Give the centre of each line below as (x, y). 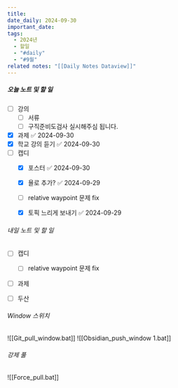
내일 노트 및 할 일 (30, 230)
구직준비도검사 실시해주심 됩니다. (73, 126)
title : (17, 14)
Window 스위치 (29, 316)
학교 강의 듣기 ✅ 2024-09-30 (59, 144)
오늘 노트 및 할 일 (30, 89)
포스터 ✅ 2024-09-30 (59, 168)
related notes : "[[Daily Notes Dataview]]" (72, 66)
